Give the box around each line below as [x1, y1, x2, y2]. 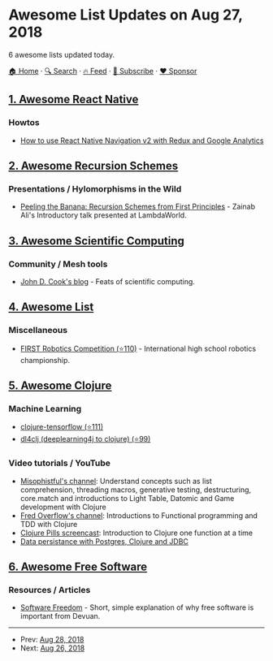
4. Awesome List [8, 300, 94, 314]
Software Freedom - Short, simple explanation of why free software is [19, 603, 254, 612]
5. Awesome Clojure [8, 379, 112, 393]
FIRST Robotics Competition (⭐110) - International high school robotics [19, 343, 257, 353]
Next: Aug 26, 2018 [19, 643, 85, 653]
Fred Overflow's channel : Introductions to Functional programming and [19, 510, 258, 521]
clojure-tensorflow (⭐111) [19, 422, 104, 432]
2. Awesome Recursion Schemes [8, 159, 179, 173]
